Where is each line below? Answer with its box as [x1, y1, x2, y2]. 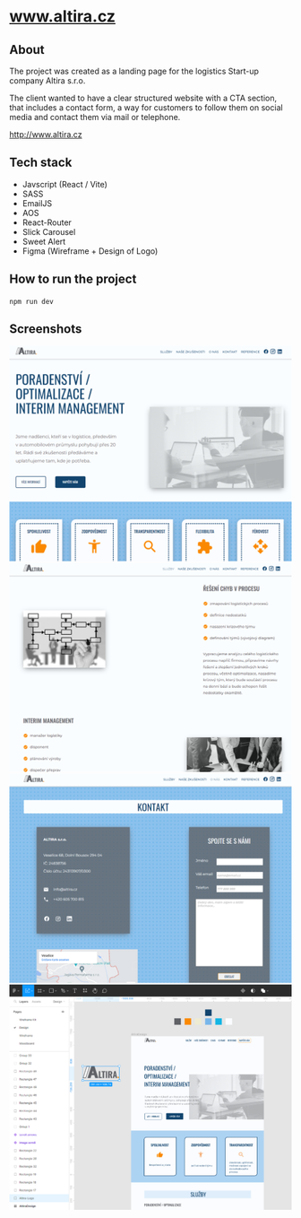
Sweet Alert [21, 236, 66, 247]
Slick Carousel [21, 226, 76, 237]
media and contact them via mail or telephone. [9, 112, 181, 122]
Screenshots [9, 321, 82, 337]
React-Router [21, 217, 72, 228]
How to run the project [9, 272, 137, 287]
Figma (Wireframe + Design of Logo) [21, 245, 159, 257]
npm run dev [9, 297, 54, 306]
